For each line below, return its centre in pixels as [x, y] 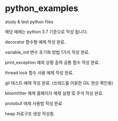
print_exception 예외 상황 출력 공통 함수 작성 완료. [52, 62]
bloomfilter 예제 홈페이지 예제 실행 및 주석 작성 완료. [54, 93]
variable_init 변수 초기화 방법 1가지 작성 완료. [47, 52]
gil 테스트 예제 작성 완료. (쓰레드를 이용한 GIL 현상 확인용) [59, 83]
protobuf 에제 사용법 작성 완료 [34, 103]
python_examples [42, 8]
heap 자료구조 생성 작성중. [30, 113]
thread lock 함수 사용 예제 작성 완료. [39, 72]
